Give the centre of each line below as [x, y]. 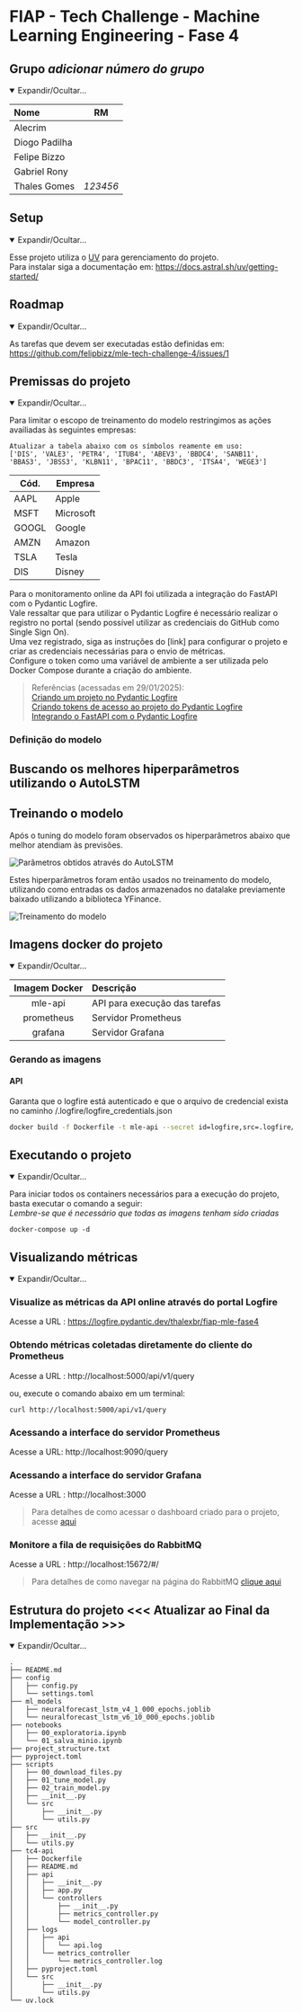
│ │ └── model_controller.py [80, 1922]
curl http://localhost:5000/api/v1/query [88, 1410]
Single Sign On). [40, 632]
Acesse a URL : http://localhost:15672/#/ [84, 1564]
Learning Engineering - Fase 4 [124, 36]
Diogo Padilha [43, 142]
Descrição [114, 988]
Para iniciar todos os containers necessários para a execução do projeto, [145, 1194]
